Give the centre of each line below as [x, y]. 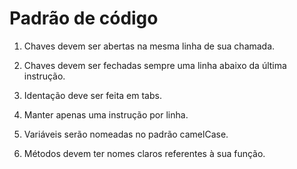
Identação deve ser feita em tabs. [92, 95]
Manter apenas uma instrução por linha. [106, 114]
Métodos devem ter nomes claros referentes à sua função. [144, 153]
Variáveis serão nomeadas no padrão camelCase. [126, 134]
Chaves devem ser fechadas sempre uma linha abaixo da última [155, 65]
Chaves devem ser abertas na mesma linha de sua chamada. [149, 46]
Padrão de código [84, 18]
